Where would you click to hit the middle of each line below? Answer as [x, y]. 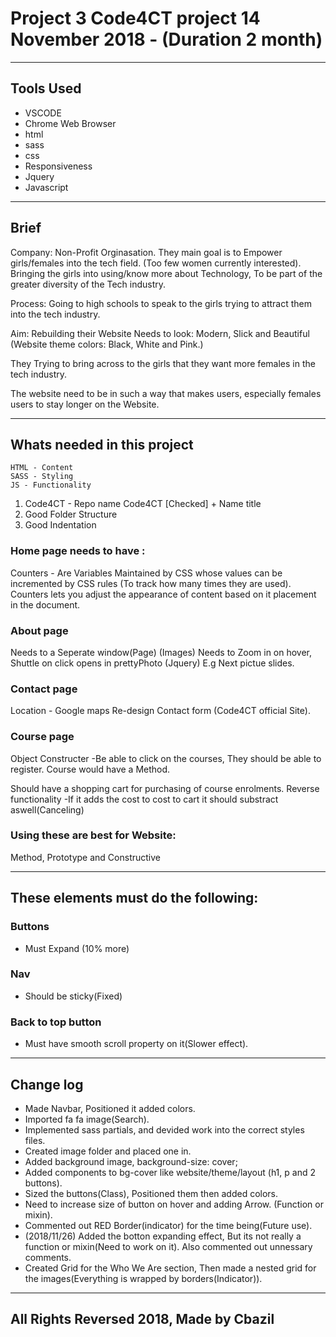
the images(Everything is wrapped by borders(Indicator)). [143, 1278]
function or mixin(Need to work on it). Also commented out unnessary [168, 1246]
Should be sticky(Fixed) [73, 996]
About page [39, 630]
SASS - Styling [42, 477]
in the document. [45, 604]
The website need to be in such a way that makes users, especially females [166, 393]
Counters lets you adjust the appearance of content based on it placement [163, 594]
